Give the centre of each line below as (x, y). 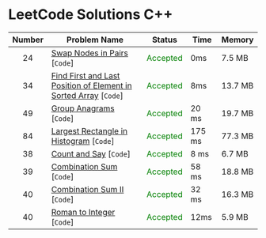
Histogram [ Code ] (83, 141)
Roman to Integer (83, 212)
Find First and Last (85, 75)
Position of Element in (91, 85)
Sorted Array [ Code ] (87, 95)
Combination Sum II (87, 189)
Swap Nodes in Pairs (90, 53)
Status (165, 40)
